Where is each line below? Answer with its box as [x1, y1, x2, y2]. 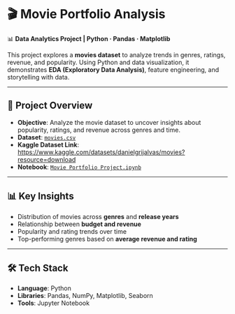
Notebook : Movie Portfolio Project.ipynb [17, 163, 142, 171]
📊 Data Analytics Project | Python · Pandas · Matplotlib [7, 34, 171, 43]
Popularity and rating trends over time [17, 227, 127, 235]
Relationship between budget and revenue [17, 220, 142, 228]
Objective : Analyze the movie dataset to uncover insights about [17, 118, 201, 126]
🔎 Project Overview [7, 100, 93, 112]
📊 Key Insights [7, 190, 75, 202]
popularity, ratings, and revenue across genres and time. [17, 126, 180, 134]
